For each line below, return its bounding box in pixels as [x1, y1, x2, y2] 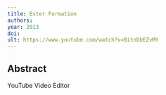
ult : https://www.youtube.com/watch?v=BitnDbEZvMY [7, 37, 159, 44]
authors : [7, 17, 33, 24]
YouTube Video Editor [7, 81, 70, 89]
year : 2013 [7, 23, 39, 30]
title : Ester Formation [7, 10, 77, 18]
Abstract [7, 63, 47, 75]
